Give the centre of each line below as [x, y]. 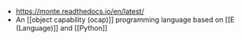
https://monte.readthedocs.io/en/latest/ [80, 11]
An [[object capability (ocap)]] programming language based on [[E [125, 20]
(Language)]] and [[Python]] [61, 28]
